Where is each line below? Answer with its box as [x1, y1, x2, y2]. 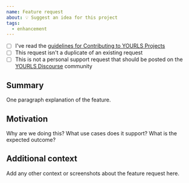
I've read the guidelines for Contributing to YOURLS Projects [14, 42, 165, 50]
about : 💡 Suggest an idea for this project [6, 14, 118, 21]
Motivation [6, 114, 48, 124]
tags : [6, 20, 20, 26]
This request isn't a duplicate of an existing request [14, 49, 143, 56]
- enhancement [11, 25, 47, 32]
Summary [6, 80, 44, 91]
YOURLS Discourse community [14, 63, 92, 70]
